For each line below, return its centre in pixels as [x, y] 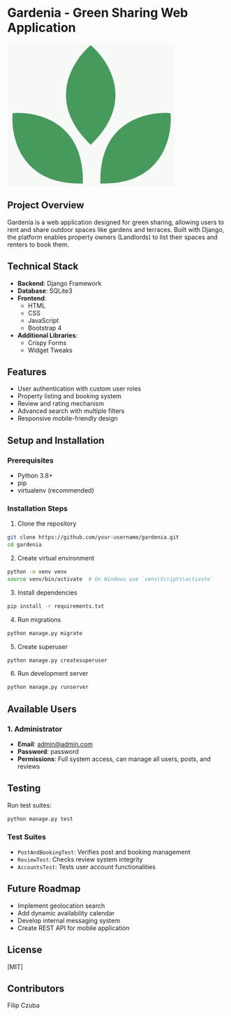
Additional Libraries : [47, 335]
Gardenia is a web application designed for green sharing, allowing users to [116, 222]
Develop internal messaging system [69, 920]
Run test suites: [30, 805]
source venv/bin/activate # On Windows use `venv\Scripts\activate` [111, 579]
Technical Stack [43, 267]
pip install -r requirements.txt [56, 606]
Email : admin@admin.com [55, 744]
